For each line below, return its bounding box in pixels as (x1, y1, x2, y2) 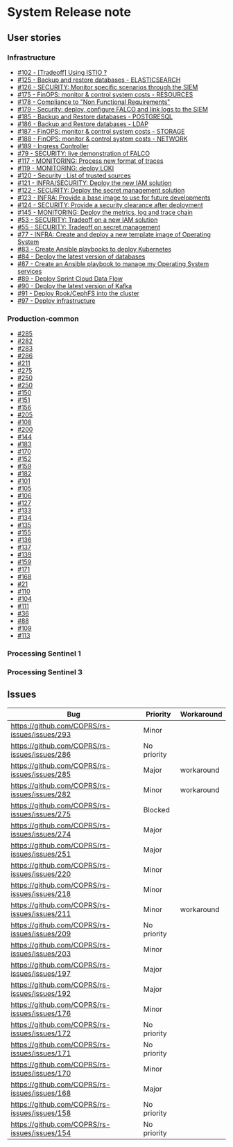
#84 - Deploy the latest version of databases (17, 252, 146, 261)
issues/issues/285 (10, 769, 71, 779)
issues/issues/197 (10, 968, 71, 978)
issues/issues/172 (10, 1028, 71, 1038)
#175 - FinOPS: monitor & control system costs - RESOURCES (17, 90, 193, 98)
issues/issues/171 (10, 1048, 71, 1058)
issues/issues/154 (10, 1128, 71, 1137)
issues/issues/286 (10, 749, 71, 759)
